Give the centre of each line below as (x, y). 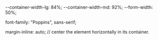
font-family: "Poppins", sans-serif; (41, 22)
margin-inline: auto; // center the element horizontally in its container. (77, 32)
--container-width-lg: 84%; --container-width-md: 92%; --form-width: (79, 7)
